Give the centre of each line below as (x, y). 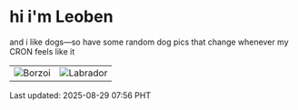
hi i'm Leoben (61, 17)
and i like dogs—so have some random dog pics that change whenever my (149, 42)
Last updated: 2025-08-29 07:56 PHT (80, 95)
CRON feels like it (42, 51)
